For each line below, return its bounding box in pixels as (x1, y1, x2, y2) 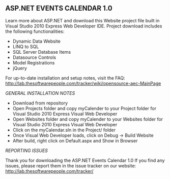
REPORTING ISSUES (5, 147, 48, 154)
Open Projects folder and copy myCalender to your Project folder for (12, 105, 157, 111)
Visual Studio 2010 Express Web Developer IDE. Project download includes (5, 23, 162, 29)
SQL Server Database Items (12, 49, 71, 55)
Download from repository (12, 100, 68, 106)
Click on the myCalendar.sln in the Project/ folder (12, 127, 116, 133)
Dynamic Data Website (12, 38, 61, 44)
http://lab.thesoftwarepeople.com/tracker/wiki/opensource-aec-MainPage (5, 80, 161, 86)
